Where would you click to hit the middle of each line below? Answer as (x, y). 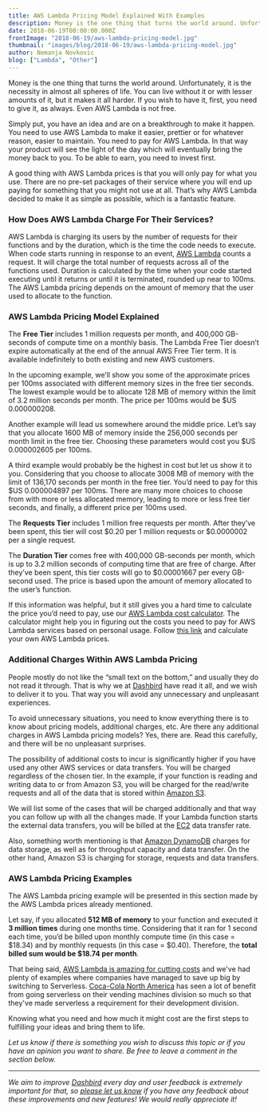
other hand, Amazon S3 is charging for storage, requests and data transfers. (134, 857)
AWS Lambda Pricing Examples (70, 878)
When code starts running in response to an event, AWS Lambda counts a (130, 254)
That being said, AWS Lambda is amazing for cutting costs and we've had (129, 969)
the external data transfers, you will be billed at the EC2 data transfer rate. (130, 825)
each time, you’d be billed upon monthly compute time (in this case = (122, 937)
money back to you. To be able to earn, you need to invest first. (112, 157)
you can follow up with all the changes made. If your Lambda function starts (133, 817)
